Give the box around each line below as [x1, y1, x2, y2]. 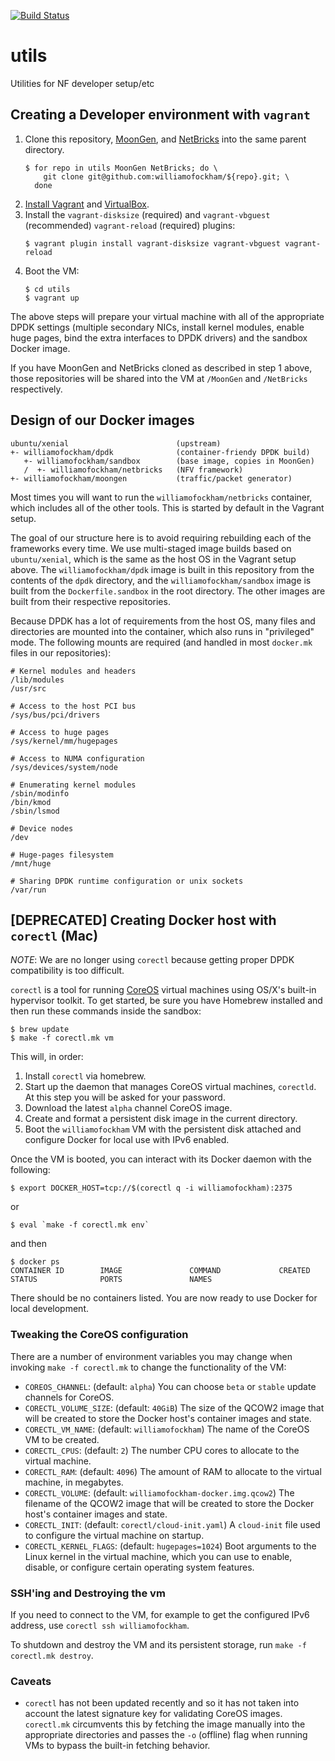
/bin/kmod [10, 797, 52, 807]
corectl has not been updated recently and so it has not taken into [24, 1697, 300, 1709]
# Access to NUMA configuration [10, 753, 145, 764]
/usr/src [10, 683, 47, 694]
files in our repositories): [10, 646, 112, 659]
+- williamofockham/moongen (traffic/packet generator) [10, 473, 293, 484]
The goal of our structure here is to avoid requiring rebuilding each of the [10, 531, 312, 544]
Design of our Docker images [10, 412, 195, 429]
